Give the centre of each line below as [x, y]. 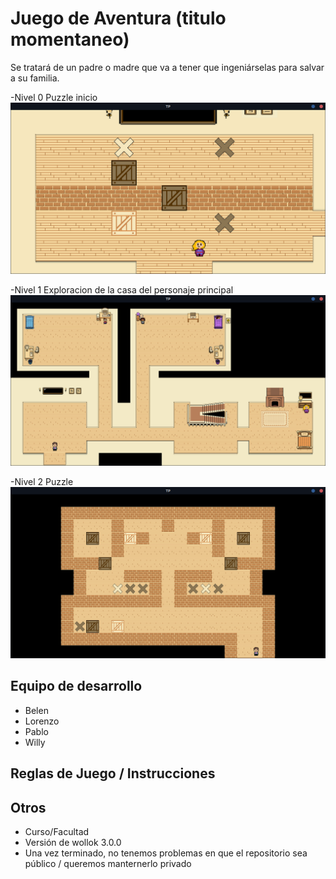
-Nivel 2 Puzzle [42, 482]
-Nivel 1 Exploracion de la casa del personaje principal [122, 289]
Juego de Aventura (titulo [118, 18]
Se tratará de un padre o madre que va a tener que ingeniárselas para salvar [167, 67]
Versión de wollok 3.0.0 [73, 842]
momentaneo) [70, 39]
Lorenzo [42, 721]
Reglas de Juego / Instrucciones [113, 773]
